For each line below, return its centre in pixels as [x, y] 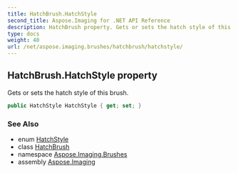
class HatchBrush [43, 147]
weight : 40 [24, 40]
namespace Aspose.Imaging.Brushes [72, 154]
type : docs [24, 34]
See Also [23, 123]
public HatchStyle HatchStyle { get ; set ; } [74, 106]
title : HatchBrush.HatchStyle [52, 14]
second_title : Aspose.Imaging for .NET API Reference [89, 21]
